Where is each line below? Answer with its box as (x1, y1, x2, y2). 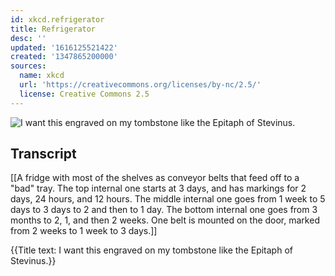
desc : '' (10, 33, 47, 43)
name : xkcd (19, 71, 65, 81)
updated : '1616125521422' (10, 42, 118, 53)
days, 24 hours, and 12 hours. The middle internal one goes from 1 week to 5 (10, 193, 326, 205)
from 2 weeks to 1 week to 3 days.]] (10, 225, 158, 237)
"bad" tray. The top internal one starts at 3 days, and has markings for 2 (10, 182, 307, 195)
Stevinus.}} (10, 255, 57, 267)
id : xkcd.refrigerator (10, 14, 105, 25)
